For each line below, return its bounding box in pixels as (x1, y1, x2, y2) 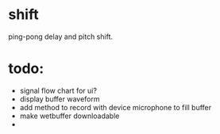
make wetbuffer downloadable (19, 111, 120, 121)
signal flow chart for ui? (19, 86, 98, 95)
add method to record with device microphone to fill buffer (19, 102, 212, 112)
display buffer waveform (19, 94, 100, 104)
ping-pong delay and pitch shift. (8, 32, 114, 41)
